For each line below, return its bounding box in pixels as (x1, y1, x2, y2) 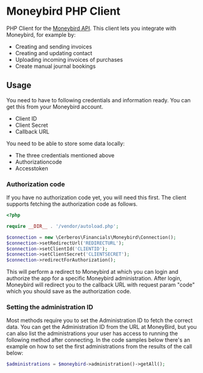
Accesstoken (15, 164, 49, 172)
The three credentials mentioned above (15, 151, 115, 159)
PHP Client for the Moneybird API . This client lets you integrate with (6, 24, 177, 32)
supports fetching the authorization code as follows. (6, 200, 138, 208)
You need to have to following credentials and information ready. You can (6, 96, 191, 104)
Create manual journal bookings (15, 62, 96, 70)
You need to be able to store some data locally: (6, 140, 125, 147)
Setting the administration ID (6, 303, 94, 312)
